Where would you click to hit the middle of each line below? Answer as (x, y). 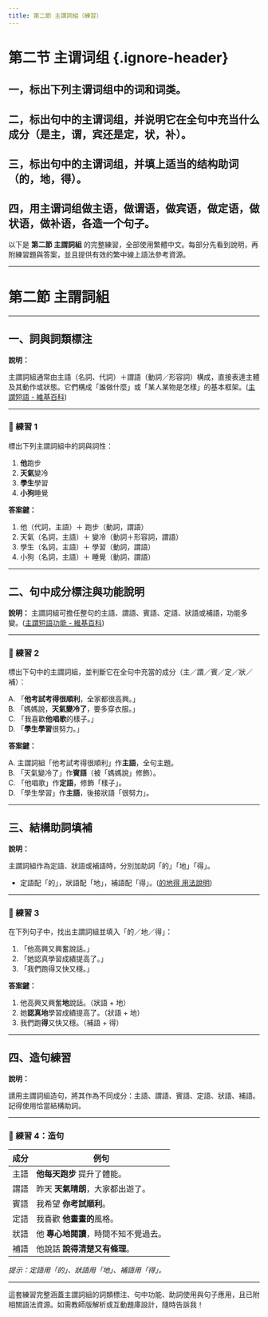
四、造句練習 (40, 1058)
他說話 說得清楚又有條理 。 (85, 1249)
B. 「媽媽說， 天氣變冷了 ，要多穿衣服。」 (74, 708)
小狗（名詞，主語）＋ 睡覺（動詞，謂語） (87, 557)
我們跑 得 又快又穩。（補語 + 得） (71, 1023)
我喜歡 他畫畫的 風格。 (77, 1219)
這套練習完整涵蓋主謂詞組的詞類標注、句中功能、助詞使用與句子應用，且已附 (134, 1295)
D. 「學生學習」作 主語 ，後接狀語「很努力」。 (81, 792)
